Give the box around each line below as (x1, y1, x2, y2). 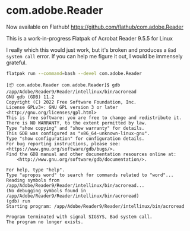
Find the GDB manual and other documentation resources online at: (6, 151, 177, 157)
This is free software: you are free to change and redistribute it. (6, 114, 182, 121)
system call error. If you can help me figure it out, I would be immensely (6, 52, 183, 60)
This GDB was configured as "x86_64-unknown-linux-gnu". (6, 130, 150, 136)
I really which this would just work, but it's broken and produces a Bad (6, 46, 176, 54)
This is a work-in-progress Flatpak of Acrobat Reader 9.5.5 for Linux (6, 35, 173, 42)
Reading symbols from (6, 177, 60, 183)
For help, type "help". (6, 167, 65, 173)
